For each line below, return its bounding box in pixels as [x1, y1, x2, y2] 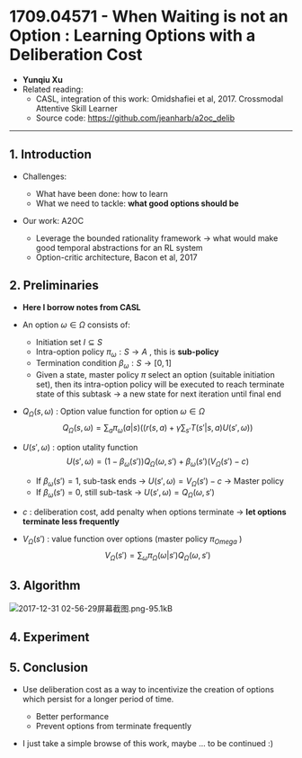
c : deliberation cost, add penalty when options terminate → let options [22, 506, 287, 518]
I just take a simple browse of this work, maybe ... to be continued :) [22, 737, 274, 748]
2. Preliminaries [9, 278, 99, 293]
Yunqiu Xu [22, 74, 63, 85]
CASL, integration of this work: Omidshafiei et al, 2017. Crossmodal [35, 93, 284, 104]
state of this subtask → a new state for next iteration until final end [35, 388, 281, 399]
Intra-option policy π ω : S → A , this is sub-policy [35, 346, 219, 359]
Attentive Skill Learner [35, 103, 119, 113]
